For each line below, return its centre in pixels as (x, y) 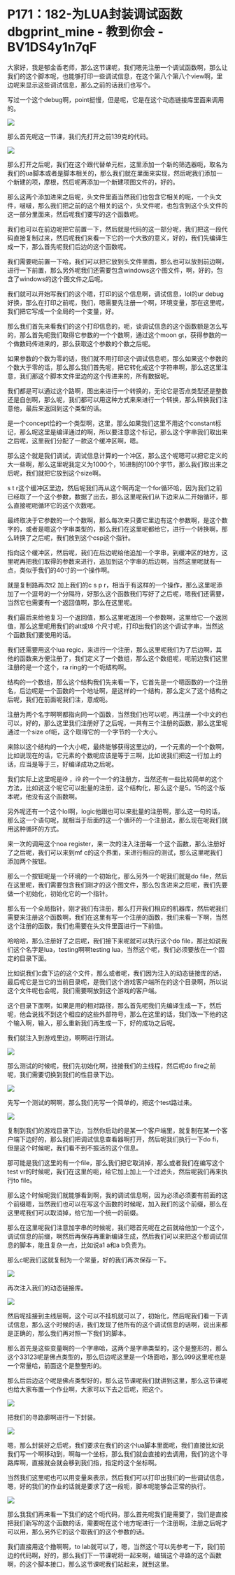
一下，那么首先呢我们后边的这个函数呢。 (71, 246)
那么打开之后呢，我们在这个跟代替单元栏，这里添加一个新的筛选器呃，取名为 (117, 164)
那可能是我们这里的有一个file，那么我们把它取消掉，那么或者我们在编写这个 (116, 1162)
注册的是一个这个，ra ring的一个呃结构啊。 (69, 667)
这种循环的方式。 (38, 829)
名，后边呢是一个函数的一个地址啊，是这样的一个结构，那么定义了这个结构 (114, 690)
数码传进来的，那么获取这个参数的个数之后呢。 (87, 343)
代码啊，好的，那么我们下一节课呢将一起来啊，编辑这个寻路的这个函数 (120, 1555)
